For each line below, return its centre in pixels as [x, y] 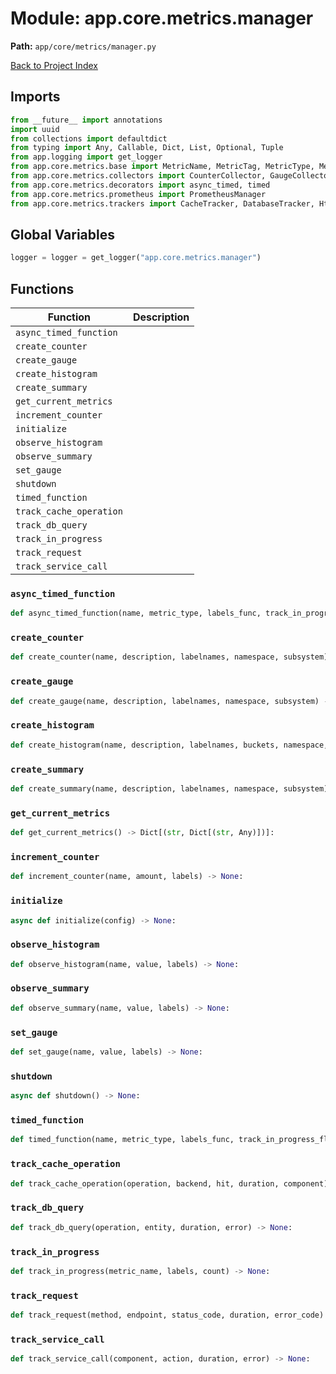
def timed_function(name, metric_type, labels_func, [122, 1140]
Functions [42, 288]
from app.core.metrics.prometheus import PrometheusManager [138, 194]
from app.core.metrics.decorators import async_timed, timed [140, 185]
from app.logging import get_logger [86, 157]
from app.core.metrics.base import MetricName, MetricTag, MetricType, [162, 167]
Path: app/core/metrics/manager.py [83, 46]
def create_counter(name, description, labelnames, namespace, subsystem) [169, 657]
